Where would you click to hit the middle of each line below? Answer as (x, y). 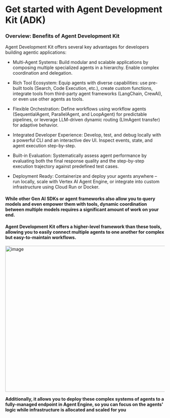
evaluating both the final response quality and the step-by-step (78, 161)
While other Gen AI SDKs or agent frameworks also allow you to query (80, 199)
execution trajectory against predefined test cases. (66, 167)
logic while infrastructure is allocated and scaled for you (66, 410)
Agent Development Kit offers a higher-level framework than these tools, (83, 227)
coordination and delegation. (42, 73)
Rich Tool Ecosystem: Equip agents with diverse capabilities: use (80, 83)
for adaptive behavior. (35, 125)
